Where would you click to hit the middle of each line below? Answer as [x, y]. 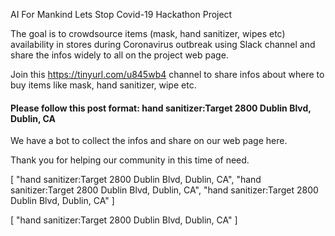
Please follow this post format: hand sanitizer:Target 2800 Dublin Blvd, [161, 108]
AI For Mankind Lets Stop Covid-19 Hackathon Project [121, 14]
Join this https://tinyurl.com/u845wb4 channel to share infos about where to [167, 74]
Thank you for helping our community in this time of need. [130, 160]
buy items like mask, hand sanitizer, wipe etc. [103, 85]
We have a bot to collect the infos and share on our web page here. [149, 141]
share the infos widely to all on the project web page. [119, 55]
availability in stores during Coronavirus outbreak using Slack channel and [163, 44]
